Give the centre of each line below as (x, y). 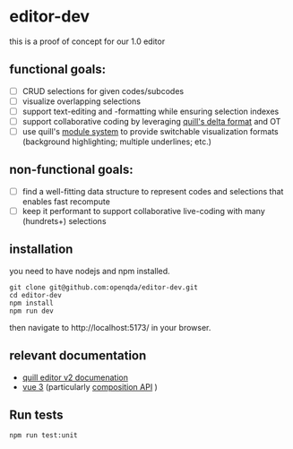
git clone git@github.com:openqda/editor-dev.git (104, 287)
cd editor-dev (36, 295)
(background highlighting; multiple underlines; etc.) (117, 142)
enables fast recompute (66, 201)
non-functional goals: (71, 170)
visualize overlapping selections (82, 101)
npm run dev (31, 311)
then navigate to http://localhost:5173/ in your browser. (110, 327)
